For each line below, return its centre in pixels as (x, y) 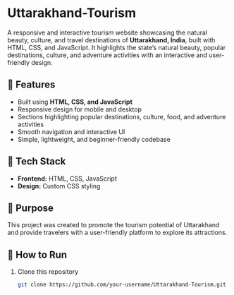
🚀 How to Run (37, 254)
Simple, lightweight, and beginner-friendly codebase (94, 139)
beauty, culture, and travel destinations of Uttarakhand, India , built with (111, 40)
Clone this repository (48, 272)
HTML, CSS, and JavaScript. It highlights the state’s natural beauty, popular (117, 47)
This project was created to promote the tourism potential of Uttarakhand (113, 225)
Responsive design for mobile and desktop (80, 109)
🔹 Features (31, 85)
